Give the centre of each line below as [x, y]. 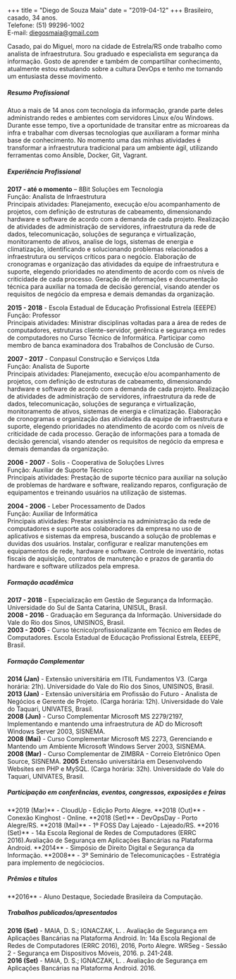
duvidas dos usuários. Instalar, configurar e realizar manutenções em [108, 543]
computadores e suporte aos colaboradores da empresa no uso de [105, 528]
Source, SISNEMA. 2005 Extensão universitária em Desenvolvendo [105, 761]
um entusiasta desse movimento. [55, 76]
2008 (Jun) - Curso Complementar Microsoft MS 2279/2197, [95, 716]
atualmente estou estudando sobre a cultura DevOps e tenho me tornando [115, 69]
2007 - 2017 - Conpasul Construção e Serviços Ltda [83, 358]
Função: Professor [34, 315]
